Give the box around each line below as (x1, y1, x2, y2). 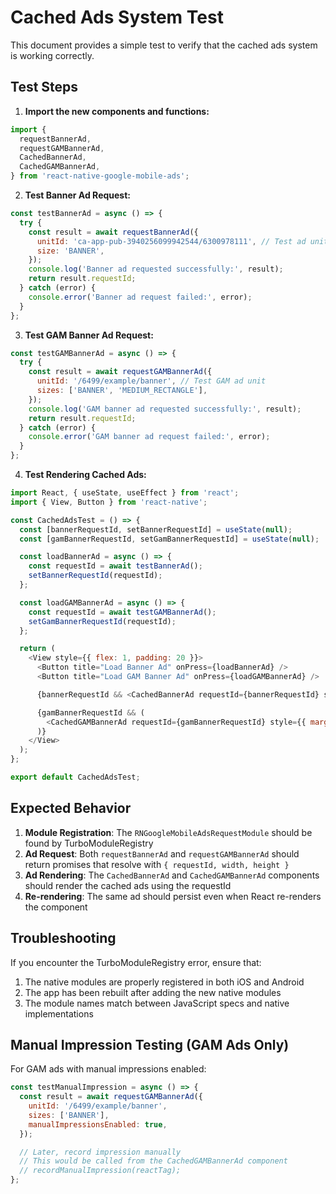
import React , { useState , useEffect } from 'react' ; (10, 488, 240, 498)
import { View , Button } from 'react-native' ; (10, 497, 208, 507)
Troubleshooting (10, 930, 117, 947)
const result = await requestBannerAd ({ (28, 227, 199, 237)
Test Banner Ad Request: (24, 189, 132, 201)
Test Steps (10, 79, 79, 96)
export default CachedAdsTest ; (10, 772, 141, 782)
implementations (24, 1007, 94, 1020)
